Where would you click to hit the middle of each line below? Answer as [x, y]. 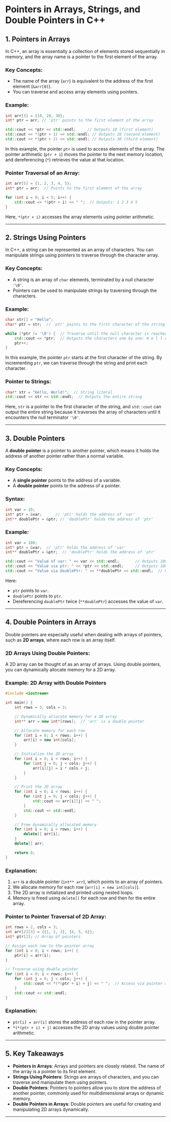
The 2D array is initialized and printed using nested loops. [73, 892]
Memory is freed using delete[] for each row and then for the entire [84, 898]
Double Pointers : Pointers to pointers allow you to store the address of [87, 1087]
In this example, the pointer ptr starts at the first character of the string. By [84, 358]
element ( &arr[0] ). [32, 86]
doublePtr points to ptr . [37, 596]
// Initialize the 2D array [44, 754]
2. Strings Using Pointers [46, 238]
